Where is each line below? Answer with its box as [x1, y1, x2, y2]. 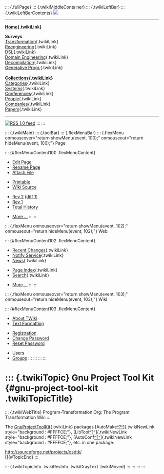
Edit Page [12, 159, 32, 165]
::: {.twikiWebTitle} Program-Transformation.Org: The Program [5, 409, 130, 415]
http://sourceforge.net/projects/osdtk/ [5, 449, 82, 454]
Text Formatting [12, 320, 44, 326]
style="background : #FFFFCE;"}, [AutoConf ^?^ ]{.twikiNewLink [5, 434, 132, 440]
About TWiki [12, 316, 38, 321]
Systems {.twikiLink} [5, 86, 45, 91]
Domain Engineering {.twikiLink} [5, 54, 69, 60]
